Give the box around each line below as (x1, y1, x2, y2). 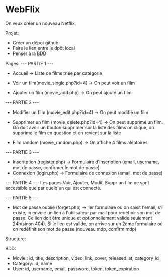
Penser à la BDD (12, 50, 47, 57)
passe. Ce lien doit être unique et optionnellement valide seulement (12, 215, 152, 221)
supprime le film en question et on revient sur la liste (12, 130, 122, 136)
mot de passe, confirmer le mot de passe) (12, 164, 100, 170)
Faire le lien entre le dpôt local (12, 45, 75, 51)
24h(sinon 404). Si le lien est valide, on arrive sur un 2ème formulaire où (12, 220, 163, 227)
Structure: (5, 236, 26, 242)
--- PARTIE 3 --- (5, 149, 39, 155)
